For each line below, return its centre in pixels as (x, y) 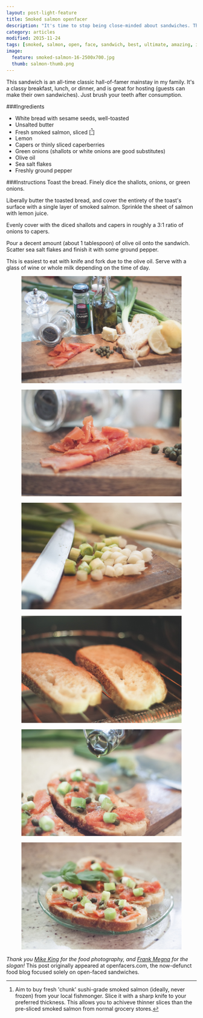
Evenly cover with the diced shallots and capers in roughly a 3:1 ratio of (95, 225)
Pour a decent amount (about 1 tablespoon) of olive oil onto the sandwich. (98, 243)
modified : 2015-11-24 (34, 38)
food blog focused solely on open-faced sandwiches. (73, 972)
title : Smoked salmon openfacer (47, 19)
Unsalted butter (34, 125)
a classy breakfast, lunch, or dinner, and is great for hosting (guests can (96, 88)
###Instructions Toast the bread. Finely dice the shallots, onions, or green (98, 182)
